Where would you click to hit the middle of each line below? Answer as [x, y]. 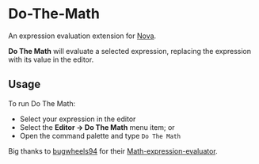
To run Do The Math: [42, 103]
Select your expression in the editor [78, 119]
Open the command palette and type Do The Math [100, 135]
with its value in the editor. [51, 59]
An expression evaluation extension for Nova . [82, 36]
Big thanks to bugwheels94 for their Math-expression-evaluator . [113, 151]
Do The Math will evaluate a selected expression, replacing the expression [130, 51]
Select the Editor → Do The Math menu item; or [97, 127]
